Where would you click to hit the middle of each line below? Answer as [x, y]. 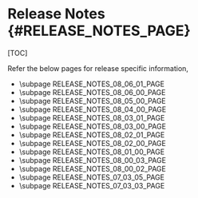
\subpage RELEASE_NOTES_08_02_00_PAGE [93, 143]
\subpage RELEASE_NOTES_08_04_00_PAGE [93, 109]
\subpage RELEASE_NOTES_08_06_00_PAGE [92, 92]
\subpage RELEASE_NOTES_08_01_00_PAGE [92, 152]
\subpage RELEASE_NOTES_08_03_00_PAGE [93, 126]
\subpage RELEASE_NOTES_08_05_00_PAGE [92, 101]
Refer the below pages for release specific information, [98, 68]
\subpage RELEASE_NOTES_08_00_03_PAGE [93, 160]
